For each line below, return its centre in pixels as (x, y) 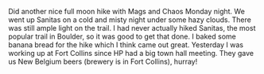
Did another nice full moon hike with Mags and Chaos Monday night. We (126, 11)
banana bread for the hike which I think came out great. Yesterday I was (126, 45)
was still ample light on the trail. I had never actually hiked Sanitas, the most (132, 28)
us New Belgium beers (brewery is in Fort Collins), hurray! (103, 61)
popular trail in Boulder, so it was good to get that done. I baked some (122, 36)
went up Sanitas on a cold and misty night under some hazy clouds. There (130, 20)
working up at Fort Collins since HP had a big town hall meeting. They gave (131, 53)
